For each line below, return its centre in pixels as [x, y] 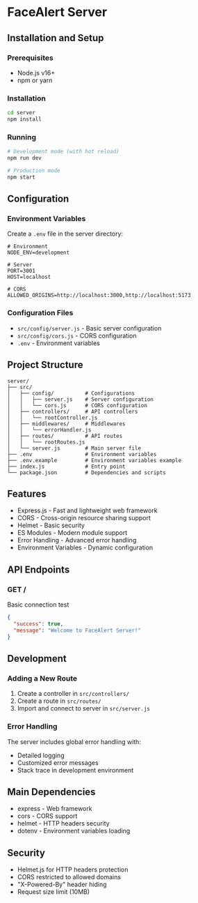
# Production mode [34, 170]
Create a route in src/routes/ [59, 701]
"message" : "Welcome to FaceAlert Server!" [77, 630]
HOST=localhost [29, 277]
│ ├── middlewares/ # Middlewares [67, 424]
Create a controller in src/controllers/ [73, 694]
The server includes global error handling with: [74, 742]
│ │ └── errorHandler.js [49, 430]
